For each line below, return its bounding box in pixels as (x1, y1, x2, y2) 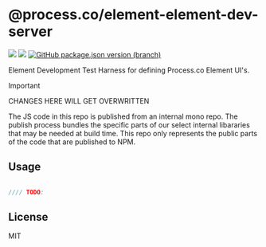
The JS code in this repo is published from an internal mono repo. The (8, 112, 238, 121)
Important (8, 80, 41, 90)
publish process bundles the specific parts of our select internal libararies (8, 120, 251, 129)
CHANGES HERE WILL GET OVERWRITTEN (8, 96, 150, 105)
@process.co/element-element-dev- (8, 6, 259, 24)
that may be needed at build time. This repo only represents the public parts (8, 128, 257, 138)
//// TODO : (8, 188, 45, 196)
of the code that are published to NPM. (8, 137, 136, 147)
